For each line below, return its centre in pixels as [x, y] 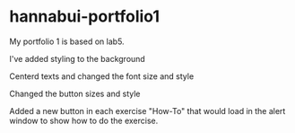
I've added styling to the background [77, 58]
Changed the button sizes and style [75, 93]
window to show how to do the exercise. [84, 120]
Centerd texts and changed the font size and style [102, 76]
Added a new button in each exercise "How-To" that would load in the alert [147, 111]
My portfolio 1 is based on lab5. [67, 41]
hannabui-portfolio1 [84, 17]
